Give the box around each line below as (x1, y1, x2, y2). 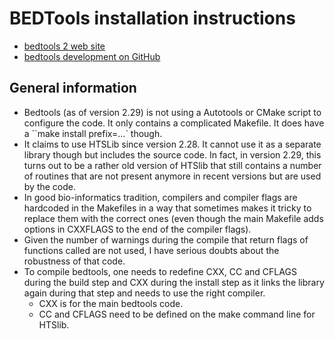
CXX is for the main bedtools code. (38, 297, 184, 309)
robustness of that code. (23, 255, 126, 267)
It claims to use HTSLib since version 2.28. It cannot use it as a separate (23, 138, 322, 150)
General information (9, 80, 137, 97)
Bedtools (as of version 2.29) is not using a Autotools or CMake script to (23, 106, 322, 118)
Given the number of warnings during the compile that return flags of (23, 233, 309, 246)
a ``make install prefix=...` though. (23, 127, 163, 139)
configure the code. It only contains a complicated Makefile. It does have (23, 117, 325, 129)
